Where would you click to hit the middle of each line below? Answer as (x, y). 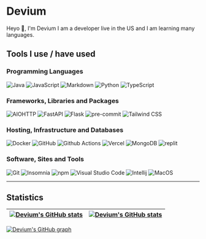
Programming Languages (45, 72)
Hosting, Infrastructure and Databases (65, 130)
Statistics (25, 197)
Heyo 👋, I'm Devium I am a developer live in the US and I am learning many (101, 28)
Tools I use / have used (51, 54)
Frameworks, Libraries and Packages (63, 101)
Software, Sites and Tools (45, 159)
